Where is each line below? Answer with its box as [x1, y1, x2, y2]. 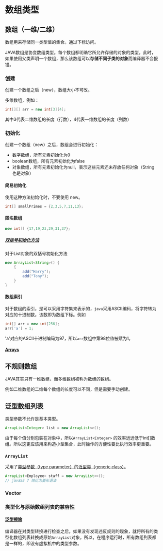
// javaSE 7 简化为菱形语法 [5, 478, 57, 483]
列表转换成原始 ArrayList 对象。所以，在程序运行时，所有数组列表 [21, 534, 152, 540]
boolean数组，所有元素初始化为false [12, 158, 85, 164]
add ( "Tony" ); [22, 274, 49, 279]
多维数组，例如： [5, 97, 39, 103]
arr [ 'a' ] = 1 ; [5, 326, 34, 331]
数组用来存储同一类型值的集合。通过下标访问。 [5, 39, 98, 45]
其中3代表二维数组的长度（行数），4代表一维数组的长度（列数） [5, 116, 132, 122]
